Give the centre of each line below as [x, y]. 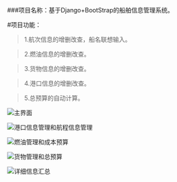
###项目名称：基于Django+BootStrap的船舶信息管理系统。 [91, 10]
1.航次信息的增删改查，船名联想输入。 [77, 39]
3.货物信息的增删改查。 [57, 69]
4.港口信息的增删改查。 [57, 83]
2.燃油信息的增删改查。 [57, 54]
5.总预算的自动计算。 [54, 98]
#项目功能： [24, 25]
